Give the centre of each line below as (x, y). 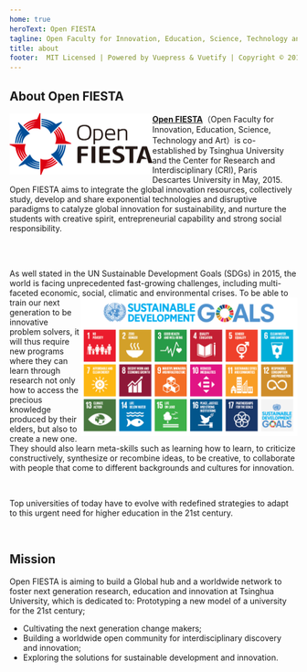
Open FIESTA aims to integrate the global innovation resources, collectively (151, 189)
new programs (37, 351)
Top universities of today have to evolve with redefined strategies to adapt (149, 503)
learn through (35, 370)
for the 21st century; (48, 610)
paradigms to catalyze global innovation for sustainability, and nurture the (148, 208)
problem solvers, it (44, 331)
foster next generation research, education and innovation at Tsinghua (142, 591)
